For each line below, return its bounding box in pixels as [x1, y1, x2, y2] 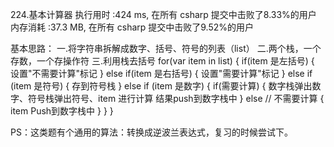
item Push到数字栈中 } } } [10, 105, 114, 117]
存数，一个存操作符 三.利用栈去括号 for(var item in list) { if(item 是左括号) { [10, 55, 315, 67]
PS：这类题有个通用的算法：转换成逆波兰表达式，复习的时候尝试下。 [10, 126, 293, 138]
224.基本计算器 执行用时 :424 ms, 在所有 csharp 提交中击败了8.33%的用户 [10, 9, 317, 20]
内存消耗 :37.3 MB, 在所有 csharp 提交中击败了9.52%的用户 [10, 21, 255, 33]
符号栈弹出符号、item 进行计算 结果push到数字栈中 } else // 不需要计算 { [27, 93, 325, 104]
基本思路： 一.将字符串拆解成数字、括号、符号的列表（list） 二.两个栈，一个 [10, 43, 322, 54]
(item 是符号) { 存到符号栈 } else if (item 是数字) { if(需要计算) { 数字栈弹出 [10, 80, 313, 92]
